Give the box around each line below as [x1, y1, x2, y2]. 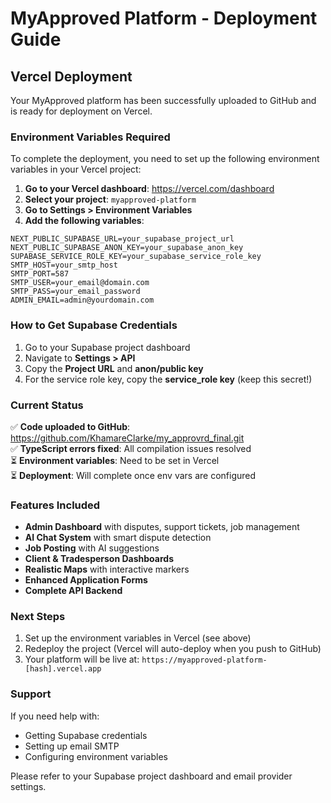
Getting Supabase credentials [24, 729, 148, 741]
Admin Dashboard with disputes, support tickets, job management [24, 521, 300, 533]
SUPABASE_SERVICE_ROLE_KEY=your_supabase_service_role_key [10, 252, 262, 262]
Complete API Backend [24, 585, 123, 597]
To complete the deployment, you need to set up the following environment [10, 153, 320, 165]
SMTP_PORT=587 [10, 269, 70, 279]
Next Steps [10, 610, 66, 624]
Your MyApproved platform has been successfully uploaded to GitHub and [10, 95, 317, 106]
